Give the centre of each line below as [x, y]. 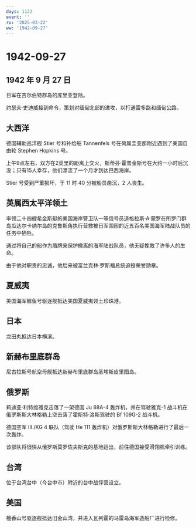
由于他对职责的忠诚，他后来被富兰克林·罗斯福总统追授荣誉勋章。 [84, 265]
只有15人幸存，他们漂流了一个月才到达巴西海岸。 [75, 170]
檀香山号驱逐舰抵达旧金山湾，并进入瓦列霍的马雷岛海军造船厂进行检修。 [93, 518]
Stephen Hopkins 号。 [44, 151]
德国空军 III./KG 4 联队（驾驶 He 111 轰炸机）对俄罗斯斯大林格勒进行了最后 [95, 427]
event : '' [18, 17]
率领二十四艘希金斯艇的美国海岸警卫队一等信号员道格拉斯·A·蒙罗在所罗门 [94, 218]
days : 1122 [19, 11]
